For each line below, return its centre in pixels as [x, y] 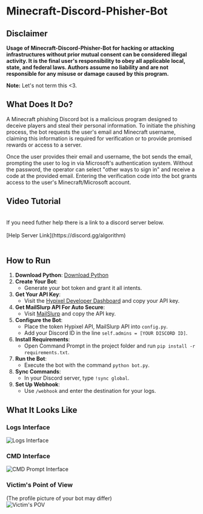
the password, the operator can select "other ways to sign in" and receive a [101, 169]
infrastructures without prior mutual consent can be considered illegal [97, 54]
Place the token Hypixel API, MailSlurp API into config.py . [96, 327]
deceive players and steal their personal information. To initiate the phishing [101, 125]
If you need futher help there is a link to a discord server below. [85, 222]
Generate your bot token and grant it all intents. [83, 288]
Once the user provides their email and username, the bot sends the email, [99, 156]
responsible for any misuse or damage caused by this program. [88, 74]
